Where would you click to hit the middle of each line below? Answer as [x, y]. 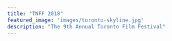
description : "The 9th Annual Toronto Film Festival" [87, 26]
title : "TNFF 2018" [35, 14]
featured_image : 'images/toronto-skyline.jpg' [76, 20]
